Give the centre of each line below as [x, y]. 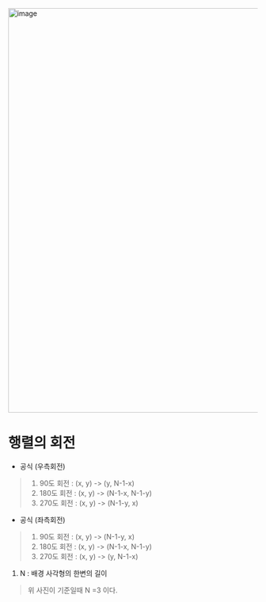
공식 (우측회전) [42, 466]
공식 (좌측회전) [42, 520]
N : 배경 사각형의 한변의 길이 [63, 573]
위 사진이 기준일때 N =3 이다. [72, 590]
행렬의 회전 [42, 443]
